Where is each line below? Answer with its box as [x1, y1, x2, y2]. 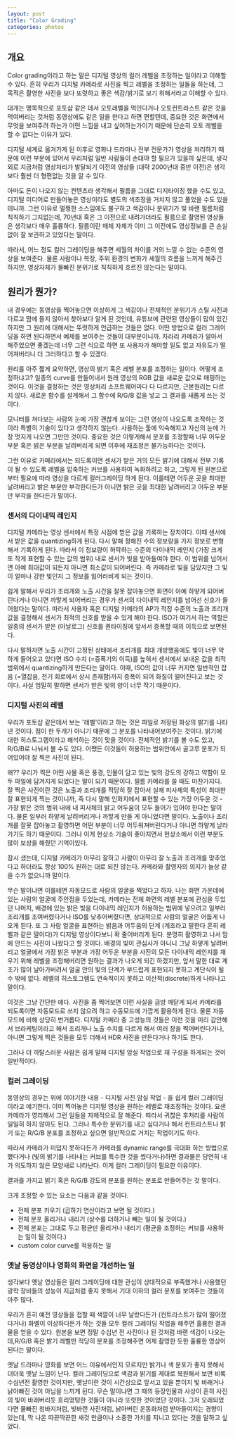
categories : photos [7, 23, 65, 30]
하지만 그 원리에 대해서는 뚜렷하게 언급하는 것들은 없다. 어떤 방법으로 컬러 [7, 323, 208, 332]
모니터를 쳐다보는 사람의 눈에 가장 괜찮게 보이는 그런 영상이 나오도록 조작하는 [7, 415, 217, 423]
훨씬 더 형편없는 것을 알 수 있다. [20, 172, 107, 180]
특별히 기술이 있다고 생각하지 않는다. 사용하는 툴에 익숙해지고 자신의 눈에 [20, 424, 219, 432]
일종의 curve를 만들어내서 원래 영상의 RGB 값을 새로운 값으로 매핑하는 [34, 374, 227, 382]
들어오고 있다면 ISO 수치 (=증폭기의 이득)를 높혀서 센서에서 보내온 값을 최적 [20, 655, 227, 663]
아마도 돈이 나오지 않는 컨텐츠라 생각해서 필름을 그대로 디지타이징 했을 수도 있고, [7, 187, 227, 195]
